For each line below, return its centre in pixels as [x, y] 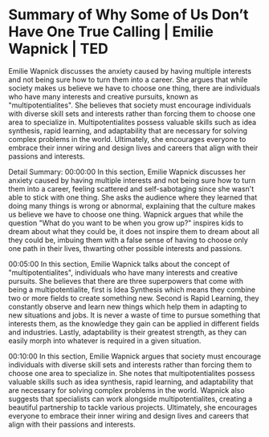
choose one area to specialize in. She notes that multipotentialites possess [132, 373]
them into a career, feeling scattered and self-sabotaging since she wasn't [131, 188]
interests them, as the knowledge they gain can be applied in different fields [134, 323]
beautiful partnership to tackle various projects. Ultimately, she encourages [133, 407]
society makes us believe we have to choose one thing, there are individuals [134, 88]
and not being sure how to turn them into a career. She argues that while [128, 79]
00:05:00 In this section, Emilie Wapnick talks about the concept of [119, 264]
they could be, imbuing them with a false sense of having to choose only [128, 240]
